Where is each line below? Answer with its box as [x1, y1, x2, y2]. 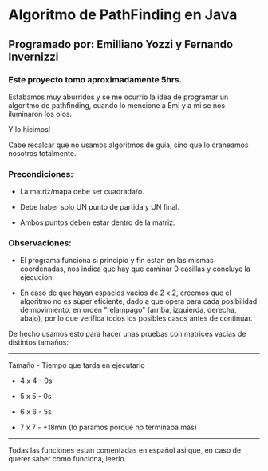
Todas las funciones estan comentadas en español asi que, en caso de [8, 445, 242, 455]
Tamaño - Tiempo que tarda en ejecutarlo [8, 361, 145, 370]
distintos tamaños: [8, 337, 69, 347]
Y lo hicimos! [8, 124, 51, 134]
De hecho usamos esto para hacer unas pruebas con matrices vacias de [8, 329, 246, 339]
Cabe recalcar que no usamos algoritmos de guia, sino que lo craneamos [8, 140, 249, 150]
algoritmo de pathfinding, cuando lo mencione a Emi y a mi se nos [8, 100, 226, 110]
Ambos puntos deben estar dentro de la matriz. [19, 218, 175, 227]
